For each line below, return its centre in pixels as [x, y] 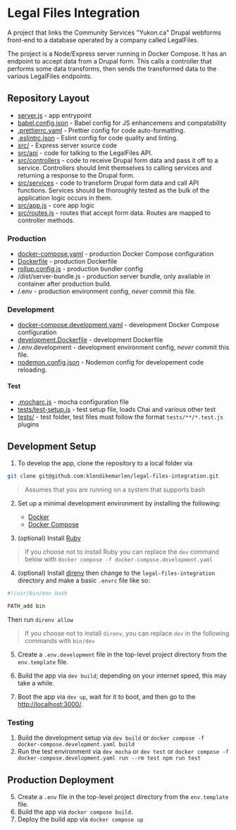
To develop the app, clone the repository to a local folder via [105, 463]
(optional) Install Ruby [49, 538]
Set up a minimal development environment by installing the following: [119, 504]
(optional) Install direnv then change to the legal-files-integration [116, 573]
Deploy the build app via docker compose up [80, 819]
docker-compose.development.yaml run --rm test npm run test [109, 758]
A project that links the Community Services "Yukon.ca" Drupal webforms [114, 32]
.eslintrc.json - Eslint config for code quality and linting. [98, 138]
